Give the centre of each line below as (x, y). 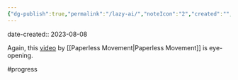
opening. (20, 55)
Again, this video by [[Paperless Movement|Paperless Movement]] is (107, 47)
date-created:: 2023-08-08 (47, 34)
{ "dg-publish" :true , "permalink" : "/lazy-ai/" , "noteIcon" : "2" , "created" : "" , (120, 14)
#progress (22, 69)
